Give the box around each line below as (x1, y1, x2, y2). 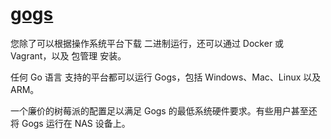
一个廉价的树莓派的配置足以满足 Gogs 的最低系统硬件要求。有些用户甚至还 (10, 104, 318, 117)
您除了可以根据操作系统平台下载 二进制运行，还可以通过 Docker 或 (10, 37, 285, 49)
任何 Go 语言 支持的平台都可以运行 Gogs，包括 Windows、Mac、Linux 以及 (10, 71, 322, 83)
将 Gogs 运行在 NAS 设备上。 (10, 117, 131, 129)
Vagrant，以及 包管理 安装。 (10, 49, 127, 62)
